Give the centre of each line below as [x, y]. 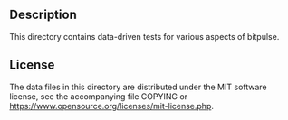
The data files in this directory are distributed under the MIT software [138, 87]
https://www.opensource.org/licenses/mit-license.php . [112, 106]
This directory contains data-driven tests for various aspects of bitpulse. [144, 36]
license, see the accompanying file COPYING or [99, 96]
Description [43, 15]
